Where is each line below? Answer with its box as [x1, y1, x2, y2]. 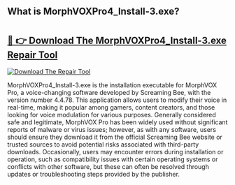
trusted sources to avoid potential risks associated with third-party [7, 140, 199, 149]
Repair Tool [7, 49, 58, 61]
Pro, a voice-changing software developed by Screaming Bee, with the [7, 89, 211, 96]
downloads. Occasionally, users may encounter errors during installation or [7, 148, 224, 156]
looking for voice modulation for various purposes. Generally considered [7, 111, 217, 119]
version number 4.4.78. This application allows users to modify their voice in [7, 96, 227, 104]
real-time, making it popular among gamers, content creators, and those [7, 103, 215, 111]
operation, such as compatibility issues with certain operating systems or [7, 155, 218, 163]
